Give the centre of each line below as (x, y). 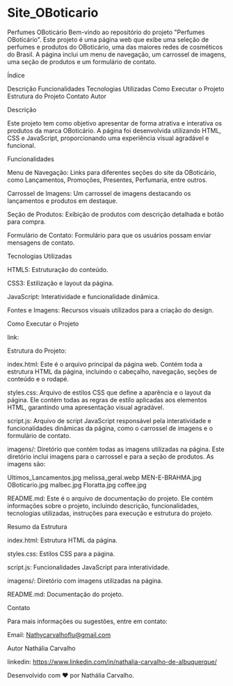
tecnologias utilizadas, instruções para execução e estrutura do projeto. (110, 513)
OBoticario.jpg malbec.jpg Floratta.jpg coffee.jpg (77, 485)
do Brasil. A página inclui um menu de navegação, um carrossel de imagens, (117, 54)
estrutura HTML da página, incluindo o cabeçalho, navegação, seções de (112, 372)
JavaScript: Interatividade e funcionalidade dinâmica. (83, 296)
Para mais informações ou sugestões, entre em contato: (88, 621)
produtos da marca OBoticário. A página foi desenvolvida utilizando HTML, (114, 130)
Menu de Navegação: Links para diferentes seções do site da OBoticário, (112, 172)
